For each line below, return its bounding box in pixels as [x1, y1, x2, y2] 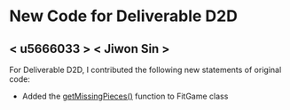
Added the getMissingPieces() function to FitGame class [21, 91, 229, 101]
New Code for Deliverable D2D [9, 6, 238, 26]
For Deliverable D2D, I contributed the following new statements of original [9, 64, 282, 75]
